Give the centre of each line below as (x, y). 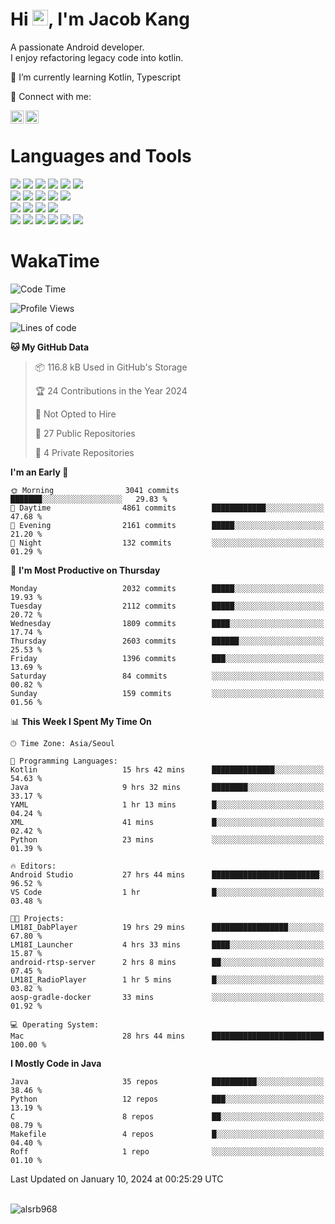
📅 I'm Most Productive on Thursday (85, 570)
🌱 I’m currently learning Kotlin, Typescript (95, 77)
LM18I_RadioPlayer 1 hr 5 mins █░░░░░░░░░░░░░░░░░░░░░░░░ (167, 979)
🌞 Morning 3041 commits (95, 490)
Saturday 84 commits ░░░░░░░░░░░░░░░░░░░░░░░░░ (167, 676)
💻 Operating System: (55, 1024)
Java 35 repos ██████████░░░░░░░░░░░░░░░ (167, 1081)
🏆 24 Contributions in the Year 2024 (111, 390)
